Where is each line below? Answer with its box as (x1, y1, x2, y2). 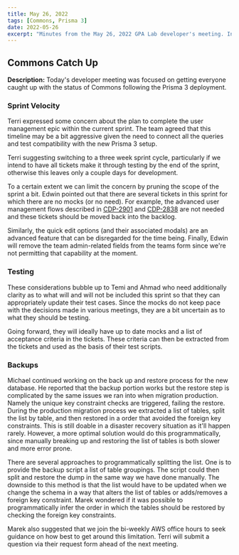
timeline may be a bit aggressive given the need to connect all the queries (7, 132, 224, 141)
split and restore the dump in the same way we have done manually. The (7, 472, 220, 481)
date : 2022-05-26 (7, 23, 59, 31)
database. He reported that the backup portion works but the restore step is (7, 384, 230, 392)
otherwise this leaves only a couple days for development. (7, 169, 179, 177)
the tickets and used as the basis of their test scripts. (7, 342, 163, 351)
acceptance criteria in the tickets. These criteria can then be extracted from (7, 334, 229, 343)
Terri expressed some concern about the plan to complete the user (7, 117, 204, 125)
